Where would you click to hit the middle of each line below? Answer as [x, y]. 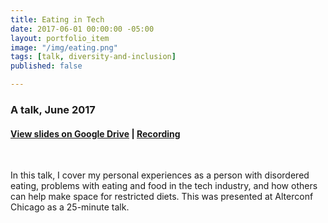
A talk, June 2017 [53, 109]
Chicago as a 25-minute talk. [70, 207]
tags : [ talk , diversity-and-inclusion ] [93, 57]
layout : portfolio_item [60, 38]
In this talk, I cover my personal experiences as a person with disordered [160, 175]
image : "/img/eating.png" [64, 47]
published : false [46, 66]
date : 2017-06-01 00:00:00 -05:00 [82, 29]
